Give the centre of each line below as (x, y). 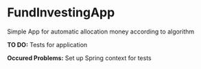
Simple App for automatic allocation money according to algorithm (101, 31)
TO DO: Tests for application (47, 44)
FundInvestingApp (61, 13)
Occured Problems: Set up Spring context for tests (80, 58)
